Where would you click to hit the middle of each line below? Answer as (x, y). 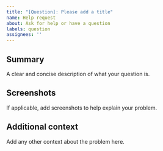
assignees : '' (24, 35)
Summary (25, 59)
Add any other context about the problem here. (66, 141)
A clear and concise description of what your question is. (78, 74)
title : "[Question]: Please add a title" (60, 12)
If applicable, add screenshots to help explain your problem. (82, 108)
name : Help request (31, 18)
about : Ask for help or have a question (59, 23)
